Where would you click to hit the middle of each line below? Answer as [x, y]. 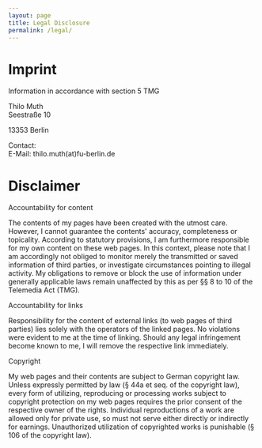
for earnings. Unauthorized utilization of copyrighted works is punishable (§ [131, 427]
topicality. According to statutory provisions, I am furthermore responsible [129, 240]
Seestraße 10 [30, 115]
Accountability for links [46, 306]
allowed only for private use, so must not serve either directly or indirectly [129, 419]
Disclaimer [44, 186]
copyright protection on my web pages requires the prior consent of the [125, 402]
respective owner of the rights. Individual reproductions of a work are [122, 410]
